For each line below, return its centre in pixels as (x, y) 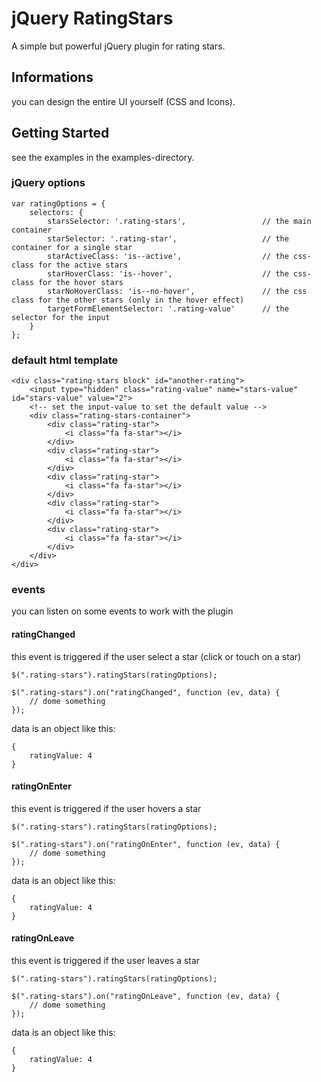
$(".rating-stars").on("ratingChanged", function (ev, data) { (146, 692)
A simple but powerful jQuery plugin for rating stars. (118, 46)
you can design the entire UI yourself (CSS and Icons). (123, 101)
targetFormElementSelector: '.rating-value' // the (168, 308)
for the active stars (83, 265)
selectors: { (56, 212)
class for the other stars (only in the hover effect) (128, 300)
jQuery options (48, 183)
